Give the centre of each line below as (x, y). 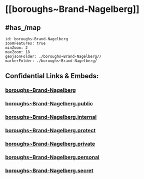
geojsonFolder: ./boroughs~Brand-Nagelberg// (53, 56)
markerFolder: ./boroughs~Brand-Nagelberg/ (51, 61)
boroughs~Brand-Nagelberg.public (49, 104)
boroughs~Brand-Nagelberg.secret (49, 171)
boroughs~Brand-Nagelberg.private (50, 144)
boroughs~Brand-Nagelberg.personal (52, 157)
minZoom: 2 (16, 48)
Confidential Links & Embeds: (52, 76)
